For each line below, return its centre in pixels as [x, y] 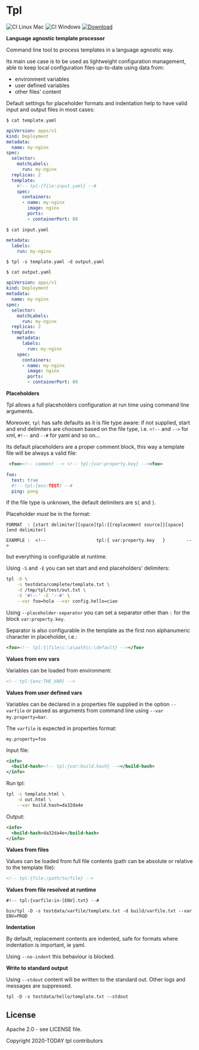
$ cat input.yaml [28, 230]
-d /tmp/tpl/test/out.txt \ [51, 590]
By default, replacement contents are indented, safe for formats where [92, 939]
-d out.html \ [34, 800]
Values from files [28, 850]
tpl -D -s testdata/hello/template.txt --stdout [67, 997]
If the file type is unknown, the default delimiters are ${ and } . [81, 503]
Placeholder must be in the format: [48, 514]
